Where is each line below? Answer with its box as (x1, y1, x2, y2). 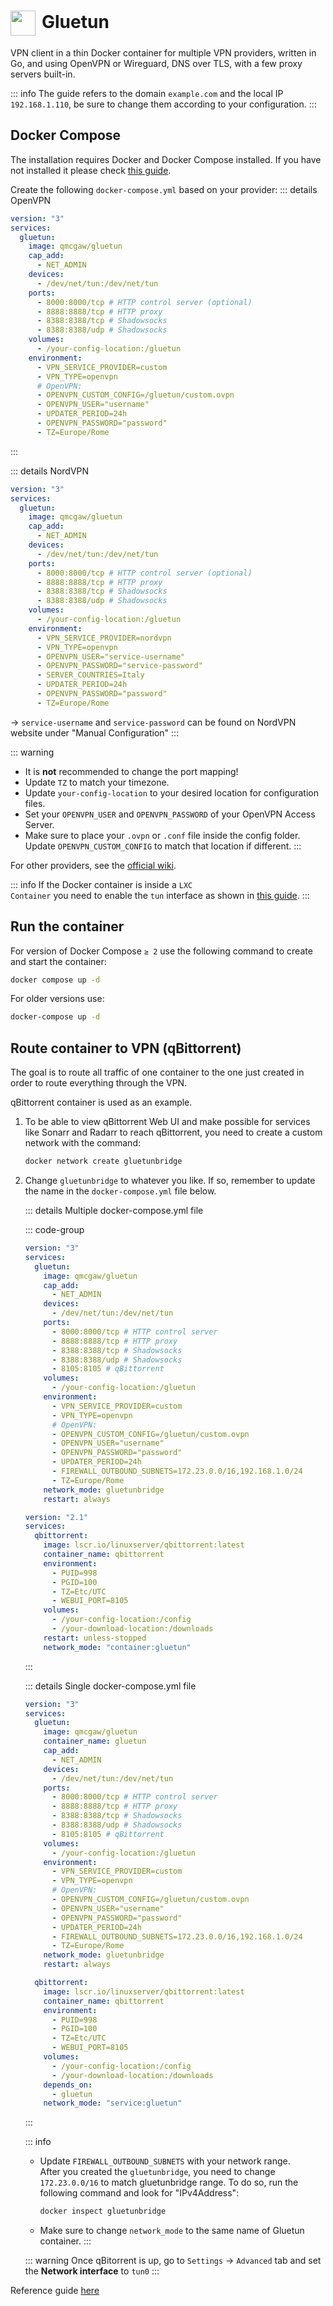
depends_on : (43, 2080, 93, 2090)
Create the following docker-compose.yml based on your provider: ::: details (10, 183, 318, 195)
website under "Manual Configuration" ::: (10, 726, 180, 739)
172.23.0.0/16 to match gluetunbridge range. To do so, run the (39, 2176, 299, 2189)
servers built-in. (10, 68, 76, 80)
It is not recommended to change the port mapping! (24, 765, 239, 777)
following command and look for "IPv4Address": (39, 2187, 240, 2199)
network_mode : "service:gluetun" (43, 2098, 183, 2109)
